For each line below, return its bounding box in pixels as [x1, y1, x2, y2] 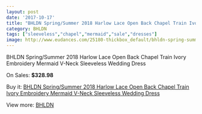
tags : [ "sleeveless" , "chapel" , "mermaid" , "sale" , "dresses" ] [6, 31, 158, 37]
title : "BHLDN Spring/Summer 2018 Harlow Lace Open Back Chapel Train [6, 20, 187, 26]
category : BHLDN [6, 25, 47, 32]
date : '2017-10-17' [6, 14, 55, 21]
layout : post [6, 8, 39, 15]
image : [6, 37, 23, 43]
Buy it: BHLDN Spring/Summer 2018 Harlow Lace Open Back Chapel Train [6, 83, 189, 90]
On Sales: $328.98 [6, 72, 54, 78]
